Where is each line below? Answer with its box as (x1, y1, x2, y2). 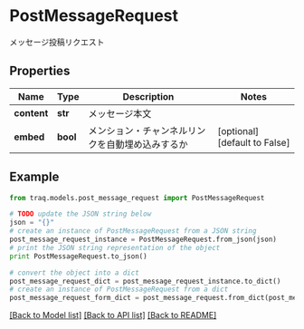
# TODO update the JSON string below (9, 209, 152, 218)
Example (9, 169, 60, 185)
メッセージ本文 (88, 107, 152, 120)
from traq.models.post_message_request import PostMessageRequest (9, 193, 265, 202)
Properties (9, 63, 71, 79)
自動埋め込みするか (106, 138, 188, 150)
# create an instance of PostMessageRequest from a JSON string (9, 227, 257, 236)
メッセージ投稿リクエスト (9, 36, 105, 47)
